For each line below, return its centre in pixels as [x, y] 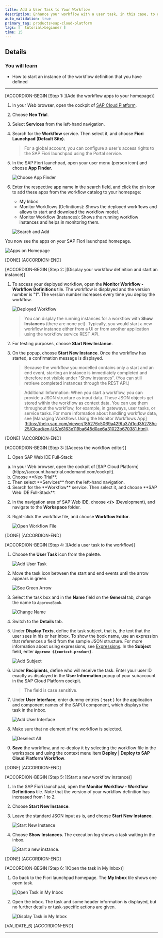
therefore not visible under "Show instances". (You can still [83, 378]
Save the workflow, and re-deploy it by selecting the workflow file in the [84, 748]
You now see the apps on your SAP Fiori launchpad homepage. [68, 241]
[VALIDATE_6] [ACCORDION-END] [39, 926]
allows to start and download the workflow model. [69, 212]
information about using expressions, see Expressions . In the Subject [81, 646]
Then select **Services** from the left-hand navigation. [68, 482]
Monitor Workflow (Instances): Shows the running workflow [79, 217]
